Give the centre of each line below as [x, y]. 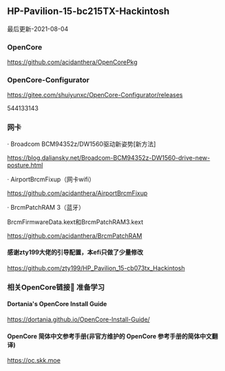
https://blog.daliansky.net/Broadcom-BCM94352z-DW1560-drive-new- [109, 157]
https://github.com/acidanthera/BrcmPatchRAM [75, 235]
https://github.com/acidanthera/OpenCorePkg [72, 62]
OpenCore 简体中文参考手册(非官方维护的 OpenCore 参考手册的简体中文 [109, 336]
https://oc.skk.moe [34, 361]
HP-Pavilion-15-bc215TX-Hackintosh [88, 11]
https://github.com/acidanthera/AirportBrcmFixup [77, 193]
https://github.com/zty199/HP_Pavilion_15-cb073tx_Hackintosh [96, 268]
